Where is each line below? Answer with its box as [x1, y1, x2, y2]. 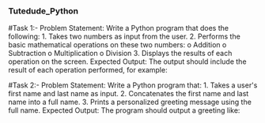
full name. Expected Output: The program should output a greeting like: [8, 106, 240, 115]
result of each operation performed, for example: [8, 65, 168, 75]
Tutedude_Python [8, 6, 79, 17]
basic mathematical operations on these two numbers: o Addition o [8, 40, 227, 50]
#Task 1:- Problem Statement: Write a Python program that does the [8, 24, 229, 33]
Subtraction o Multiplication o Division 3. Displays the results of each [8, 49, 233, 58]
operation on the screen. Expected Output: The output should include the [8, 57, 247, 66]
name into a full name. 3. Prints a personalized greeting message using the [8, 97, 252, 107]
